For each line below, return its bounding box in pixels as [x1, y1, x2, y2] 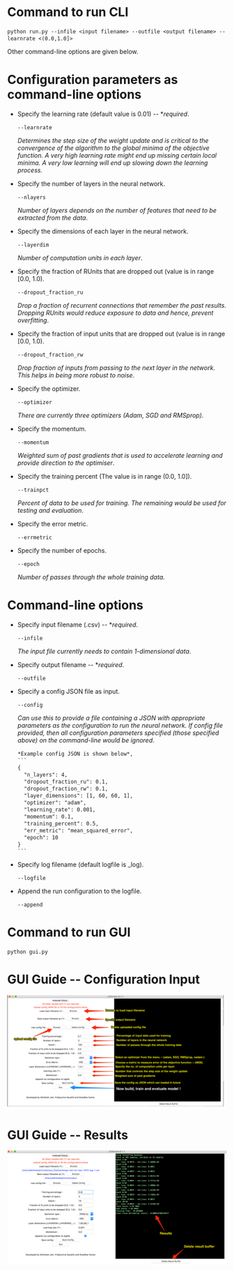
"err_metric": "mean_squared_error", [24, 827, 134, 834]
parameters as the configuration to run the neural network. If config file [17, 721, 223, 729]
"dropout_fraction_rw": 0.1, [24, 785, 109, 792]
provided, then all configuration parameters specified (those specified [17, 729, 219, 737]
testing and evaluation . [17, 506, 84, 514]
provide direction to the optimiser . [17, 458, 115, 467]
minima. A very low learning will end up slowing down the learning [17, 158, 208, 167]
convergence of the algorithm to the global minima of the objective [17, 144, 210, 152]
